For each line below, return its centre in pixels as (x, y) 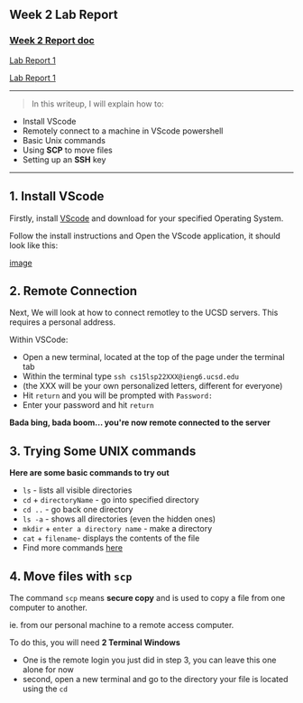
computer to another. (49, 607)
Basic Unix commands (64, 140)
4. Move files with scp (71, 576)
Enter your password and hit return (88, 405)
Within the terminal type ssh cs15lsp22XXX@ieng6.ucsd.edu (130, 376)
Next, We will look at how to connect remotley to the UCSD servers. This (144, 313)
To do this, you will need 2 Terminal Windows (95, 642)
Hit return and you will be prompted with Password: (118, 395)
